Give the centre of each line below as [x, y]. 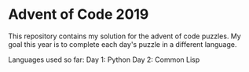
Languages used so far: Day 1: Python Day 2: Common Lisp [104, 59]
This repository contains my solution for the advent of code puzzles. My [124, 36]
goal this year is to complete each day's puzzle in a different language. [123, 44]
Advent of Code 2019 [79, 14]
